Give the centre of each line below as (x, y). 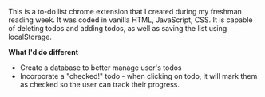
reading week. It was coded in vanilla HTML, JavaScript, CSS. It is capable (131, 20)
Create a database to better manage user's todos (101, 68)
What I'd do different (43, 52)
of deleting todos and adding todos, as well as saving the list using (118, 28)
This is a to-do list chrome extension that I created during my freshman (125, 12)
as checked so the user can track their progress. (99, 84)
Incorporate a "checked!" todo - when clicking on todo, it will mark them (138, 76)
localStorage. (30, 37)
